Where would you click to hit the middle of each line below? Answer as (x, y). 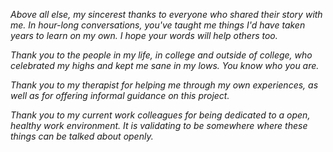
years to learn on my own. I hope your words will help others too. (144, 35)
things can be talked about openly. (82, 136)
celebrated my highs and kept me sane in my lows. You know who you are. (165, 65)
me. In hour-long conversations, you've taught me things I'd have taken (158, 25)
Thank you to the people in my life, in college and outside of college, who (161, 55)
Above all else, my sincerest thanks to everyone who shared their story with (166, 14)
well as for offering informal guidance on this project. (120, 95)
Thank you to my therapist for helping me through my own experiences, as (164, 85)
